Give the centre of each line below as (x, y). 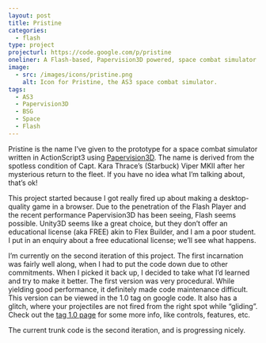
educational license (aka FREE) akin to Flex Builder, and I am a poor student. (132, 232)
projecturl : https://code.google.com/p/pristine (90, 52)
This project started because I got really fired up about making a (113, 198)
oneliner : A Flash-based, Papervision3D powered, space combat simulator (133, 60)
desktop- (234, 198)
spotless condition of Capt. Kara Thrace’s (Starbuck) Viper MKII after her (127, 166)
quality (19, 206)
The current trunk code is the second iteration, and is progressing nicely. (127, 330)
